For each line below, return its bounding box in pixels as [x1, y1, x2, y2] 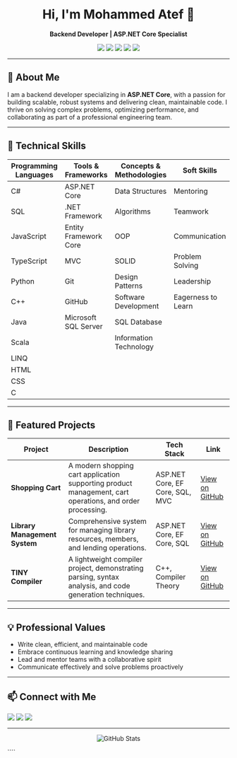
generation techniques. [68, 590, 145, 600]
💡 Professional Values [7, 622, 106, 634]
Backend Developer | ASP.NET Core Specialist [49, 30, 188, 38]
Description [87, 445, 129, 455]
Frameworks [64, 170, 108, 180]
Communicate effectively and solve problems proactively [17, 663, 183, 671]
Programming [11, 161, 58, 170]
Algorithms [114, 206, 152, 216]
